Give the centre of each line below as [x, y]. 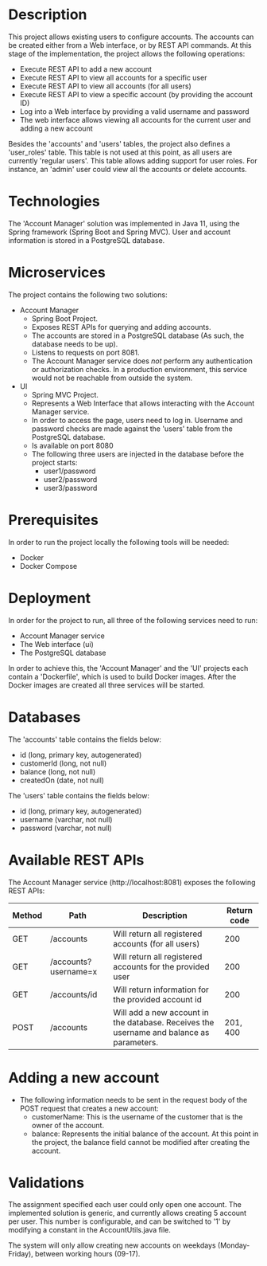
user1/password [70, 471]
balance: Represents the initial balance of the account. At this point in [145, 1134]
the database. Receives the [163, 1022]
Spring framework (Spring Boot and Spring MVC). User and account [120, 232]
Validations [46, 1183]
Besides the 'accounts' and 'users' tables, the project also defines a [119, 143]
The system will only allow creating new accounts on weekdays [112, 1245]
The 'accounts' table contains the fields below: [85, 739]
